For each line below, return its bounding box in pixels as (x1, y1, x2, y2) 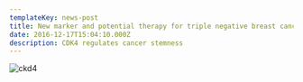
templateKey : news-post (9, 13, 99, 23)
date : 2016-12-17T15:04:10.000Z (9, 30, 131, 39)
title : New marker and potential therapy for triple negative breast (9, 22, 277, 31)
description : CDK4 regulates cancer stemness (9, 38, 183, 48)
